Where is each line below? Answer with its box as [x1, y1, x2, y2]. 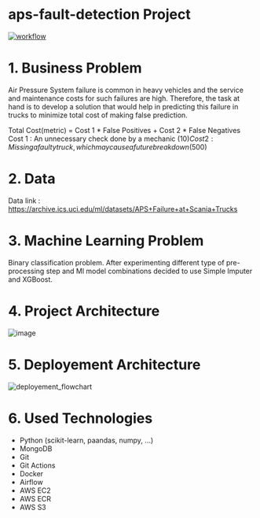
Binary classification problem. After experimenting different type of [8, 257, 225, 267]
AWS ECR [19, 494, 52, 503]
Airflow [19, 477, 43, 487]
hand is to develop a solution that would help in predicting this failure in [8, 102, 239, 111]
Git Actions [19, 461, 56, 470]
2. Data [8, 170, 56, 188]
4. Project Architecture [8, 302, 160, 320]
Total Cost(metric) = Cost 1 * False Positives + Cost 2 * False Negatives [8, 125, 241, 135]
